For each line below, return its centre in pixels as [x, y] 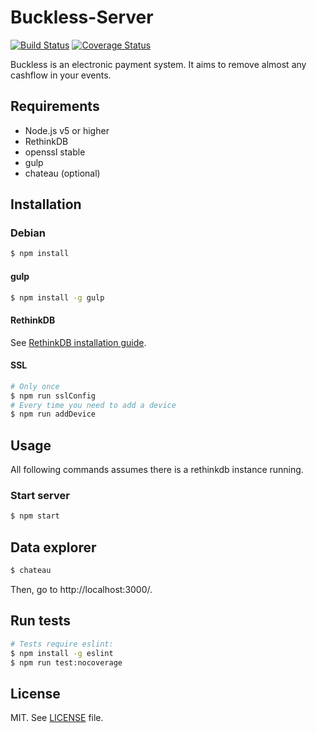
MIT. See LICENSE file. [57, 718]
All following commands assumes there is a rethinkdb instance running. [157, 470]
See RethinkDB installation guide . [78, 342]
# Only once [35, 386]
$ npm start [35, 516]
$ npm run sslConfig [53, 396]
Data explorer [53, 547]
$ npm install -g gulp [57, 297]
